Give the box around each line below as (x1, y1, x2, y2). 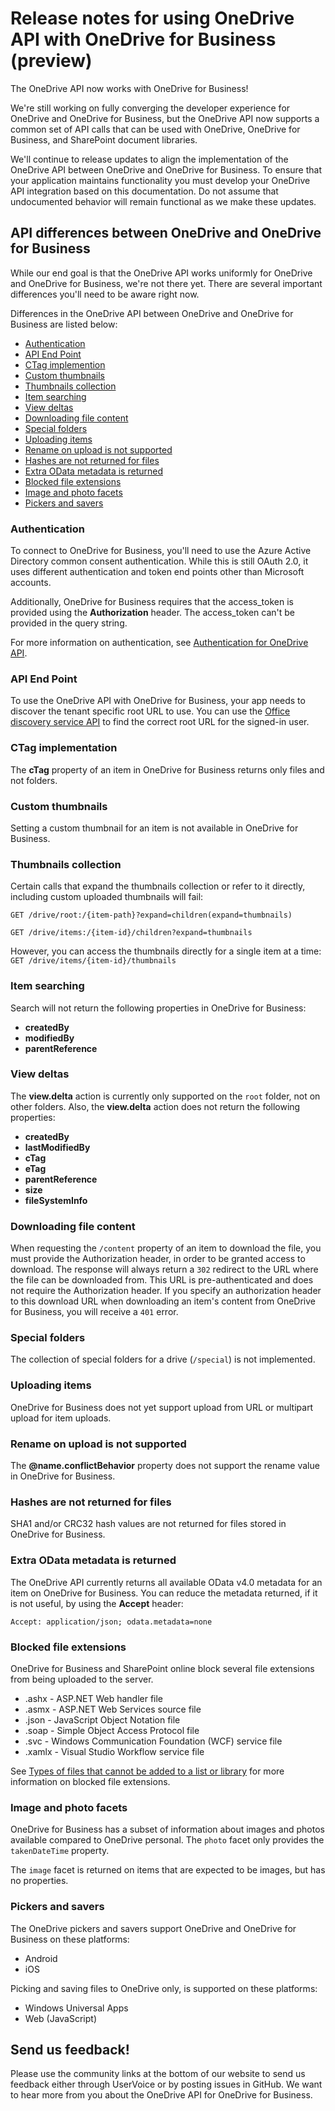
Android (24, 1952, 58, 1964)
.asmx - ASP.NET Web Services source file (24, 1703, 202, 1715)
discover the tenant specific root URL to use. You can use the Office (10, 705, 291, 717)
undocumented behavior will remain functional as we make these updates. (10, 195, 317, 207)
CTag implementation (10, 741, 118, 755)
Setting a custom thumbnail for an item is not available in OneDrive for (10, 822, 299, 834)
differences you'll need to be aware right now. (10, 288, 200, 300)
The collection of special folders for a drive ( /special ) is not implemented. (10, 1353, 316, 1366)
